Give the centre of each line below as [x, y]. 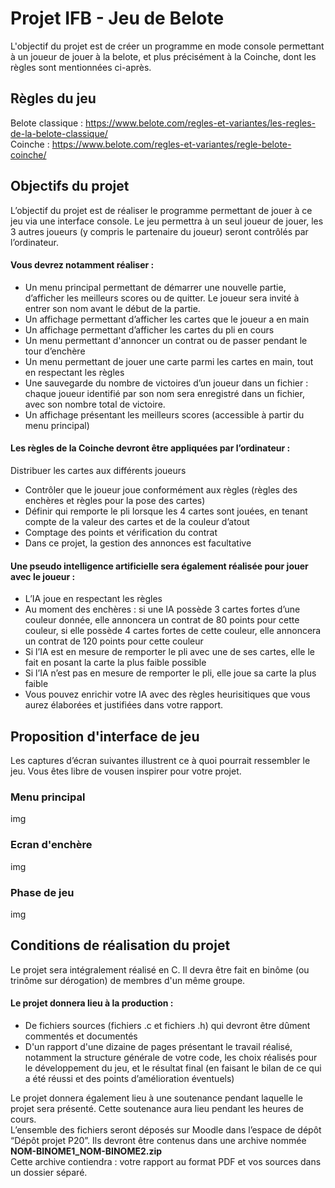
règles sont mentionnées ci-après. [81, 67]
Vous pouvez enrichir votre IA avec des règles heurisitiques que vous [167, 694]
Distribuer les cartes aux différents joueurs [98, 470]
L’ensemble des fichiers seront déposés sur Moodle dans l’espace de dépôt [166, 1129]
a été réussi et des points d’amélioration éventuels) [129, 1078]
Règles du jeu [53, 98]
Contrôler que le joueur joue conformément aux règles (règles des [161, 489]
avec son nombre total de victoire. [95, 404]
